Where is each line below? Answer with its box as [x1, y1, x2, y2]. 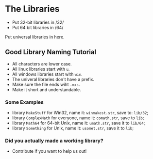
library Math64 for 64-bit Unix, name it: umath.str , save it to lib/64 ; [12, 120, 145, 126]
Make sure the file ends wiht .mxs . [12, 81, 80, 87]
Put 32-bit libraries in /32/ [12, 19, 64, 25]
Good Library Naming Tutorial [5, 48, 96, 56]
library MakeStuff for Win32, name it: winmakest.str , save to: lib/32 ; [12, 110, 149, 116]
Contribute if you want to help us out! [12, 148, 87, 154]
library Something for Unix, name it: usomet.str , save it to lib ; [12, 125, 134, 131]
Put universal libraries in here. [5, 34, 65, 40]
